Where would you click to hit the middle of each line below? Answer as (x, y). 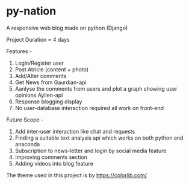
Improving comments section (51, 157)
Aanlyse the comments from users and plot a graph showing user (96, 88)
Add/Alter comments (41, 76)
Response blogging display (48, 102)
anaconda (27, 144)
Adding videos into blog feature (54, 163)
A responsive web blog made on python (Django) (67, 28)
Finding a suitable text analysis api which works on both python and (99, 138)
